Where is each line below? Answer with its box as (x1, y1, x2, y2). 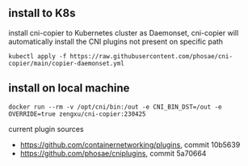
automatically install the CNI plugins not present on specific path (8, 36, 224, 46)
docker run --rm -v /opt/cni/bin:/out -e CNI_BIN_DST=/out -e (8, 103, 222, 111)
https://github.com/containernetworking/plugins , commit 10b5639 (19, 139, 241, 149)
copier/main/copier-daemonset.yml (8, 59, 125, 67)
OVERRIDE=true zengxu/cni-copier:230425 (8, 109, 147, 118)
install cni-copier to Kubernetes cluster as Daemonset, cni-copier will (8, 28, 239, 37)
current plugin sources (8, 124, 84, 134)
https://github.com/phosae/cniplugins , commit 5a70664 (19, 148, 207, 158)
